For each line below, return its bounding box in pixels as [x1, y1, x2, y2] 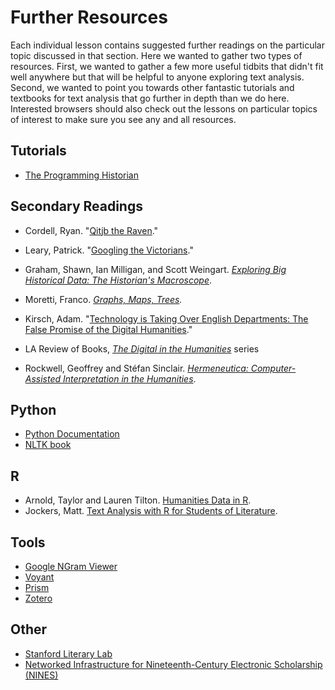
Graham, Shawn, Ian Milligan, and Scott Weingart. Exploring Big [24, 263, 287, 275]
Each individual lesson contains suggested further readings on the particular [10, 39, 325, 51]
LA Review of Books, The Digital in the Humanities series [24, 342, 260, 355]
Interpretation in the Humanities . [63, 372, 197, 385]
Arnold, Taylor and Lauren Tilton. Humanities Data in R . [24, 494, 252, 506]
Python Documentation [24, 428, 120, 440]
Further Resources [10, 6, 168, 29]
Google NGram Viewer [24, 561, 118, 572]
